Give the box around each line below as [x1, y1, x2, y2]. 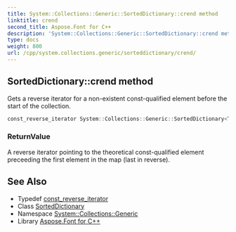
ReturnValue [7, 131, 51, 141]
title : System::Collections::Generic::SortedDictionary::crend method [7, 10, 218, 18]
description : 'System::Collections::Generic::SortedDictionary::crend [7, 30, 218, 37]
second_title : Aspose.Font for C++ [7, 23, 112, 30]
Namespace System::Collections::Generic [17, 209, 138, 218]
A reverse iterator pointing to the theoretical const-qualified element [7, 148, 204, 156]
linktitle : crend [7, 17, 58, 24]
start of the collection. [7, 101, 72, 110]
